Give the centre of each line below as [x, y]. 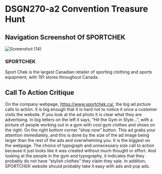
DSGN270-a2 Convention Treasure [77, 9]
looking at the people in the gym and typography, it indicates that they [75, 156]
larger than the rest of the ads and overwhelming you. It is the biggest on [78, 140]
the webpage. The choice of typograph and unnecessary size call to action [80, 146]
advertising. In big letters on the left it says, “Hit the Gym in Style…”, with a [79, 120]
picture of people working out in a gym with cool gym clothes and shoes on [80, 125]
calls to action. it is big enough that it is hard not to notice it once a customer [81, 109]
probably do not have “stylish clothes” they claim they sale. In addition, [76, 161]
